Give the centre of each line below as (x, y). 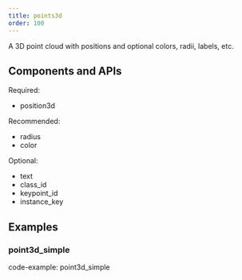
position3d (38, 106)
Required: (24, 90)
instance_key (42, 202)
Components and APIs (65, 71)
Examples (33, 227)
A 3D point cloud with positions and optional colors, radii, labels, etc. (121, 46)
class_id (33, 185)
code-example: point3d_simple (59, 267)
